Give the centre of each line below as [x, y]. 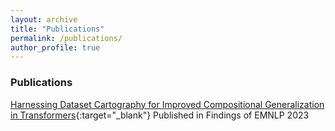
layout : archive [44, 19]
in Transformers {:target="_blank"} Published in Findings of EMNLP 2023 [160, 115]
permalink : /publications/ [66, 38]
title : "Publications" [57, 29]
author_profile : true [55, 47]
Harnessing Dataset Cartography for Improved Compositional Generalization [167, 104]
